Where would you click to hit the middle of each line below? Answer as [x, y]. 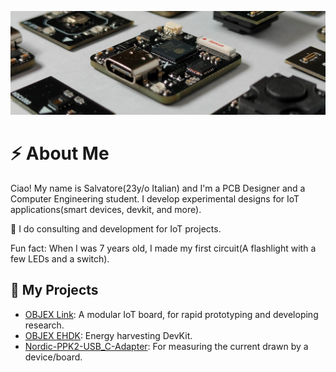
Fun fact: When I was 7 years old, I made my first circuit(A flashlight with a [163, 248]
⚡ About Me [60, 153]
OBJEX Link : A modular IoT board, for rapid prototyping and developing [171, 314]
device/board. [53, 357]
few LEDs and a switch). [60, 258]
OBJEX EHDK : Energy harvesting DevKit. [108, 335]
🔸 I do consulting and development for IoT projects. [116, 228]
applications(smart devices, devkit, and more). [106, 209]
